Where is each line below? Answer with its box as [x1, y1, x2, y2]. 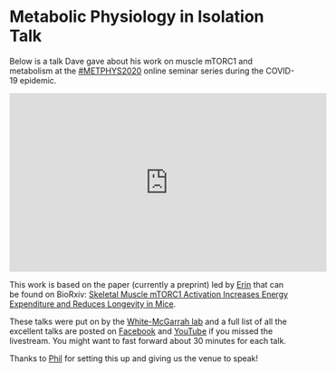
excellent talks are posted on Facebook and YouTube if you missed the [9, 325, 274, 337]
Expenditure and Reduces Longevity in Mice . [9, 298, 177, 309]
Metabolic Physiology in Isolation [9, 6, 264, 27]
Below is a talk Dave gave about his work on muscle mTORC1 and [9, 55, 254, 66]
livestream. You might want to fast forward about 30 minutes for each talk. [9, 335, 287, 346]
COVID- [265, 65, 295, 76]
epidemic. [19, 74, 57, 85]
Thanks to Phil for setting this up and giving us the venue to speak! [9, 352, 259, 364]
